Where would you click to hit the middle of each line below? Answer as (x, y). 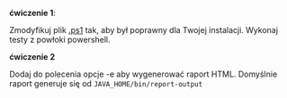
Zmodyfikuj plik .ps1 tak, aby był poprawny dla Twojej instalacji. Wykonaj (144, 30)
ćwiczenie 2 (32, 57)
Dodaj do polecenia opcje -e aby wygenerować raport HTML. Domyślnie (143, 74)
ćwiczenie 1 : (33, 13)
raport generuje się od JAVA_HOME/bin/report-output (106, 83)
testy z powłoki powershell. (60, 40)
